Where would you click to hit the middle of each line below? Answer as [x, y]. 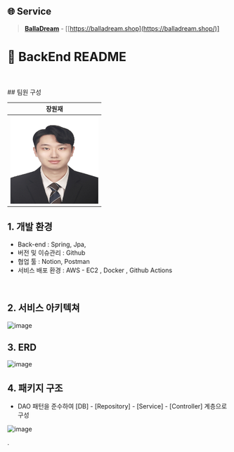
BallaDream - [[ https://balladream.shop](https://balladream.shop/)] [122, 28]
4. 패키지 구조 [35, 388]
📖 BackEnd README [67, 57]
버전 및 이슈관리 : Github [51, 253]
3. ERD [22, 348]
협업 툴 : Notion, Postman [53, 261]
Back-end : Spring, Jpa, [52, 244]
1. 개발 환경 [30, 227]
